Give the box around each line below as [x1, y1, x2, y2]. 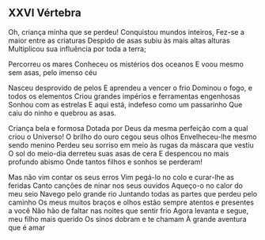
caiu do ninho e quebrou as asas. [8, 108, 117, 118]
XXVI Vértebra [8, 6, 81, 20]
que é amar [8, 223, 46, 232]
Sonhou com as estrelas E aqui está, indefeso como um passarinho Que [8, 99, 243, 109]
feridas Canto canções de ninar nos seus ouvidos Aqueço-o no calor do [8, 181, 244, 190]
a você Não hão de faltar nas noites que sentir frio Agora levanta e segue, [8, 205, 249, 216]
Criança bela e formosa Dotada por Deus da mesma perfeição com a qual [8, 123, 248, 133]
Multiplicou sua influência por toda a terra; [8, 43, 146, 54]
